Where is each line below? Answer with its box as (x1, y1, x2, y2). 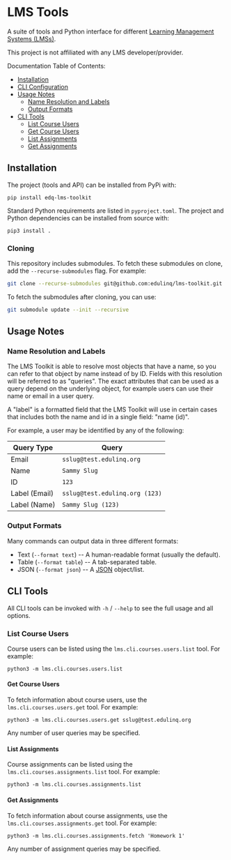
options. (7, 611, 31, 619)
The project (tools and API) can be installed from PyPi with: (7, 181, 177, 189)
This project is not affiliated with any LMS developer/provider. (7, 48, 184, 56)
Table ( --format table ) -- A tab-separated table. (17, 557, 157, 566)
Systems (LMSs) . (7, 34, 56, 43)
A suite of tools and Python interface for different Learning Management (7, 27, 214, 36)
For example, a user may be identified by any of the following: (7, 426, 184, 435)
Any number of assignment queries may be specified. (7, 845, 161, 853)
